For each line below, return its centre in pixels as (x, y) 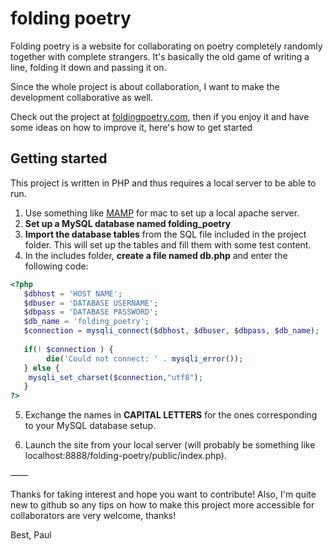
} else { (41, 368)
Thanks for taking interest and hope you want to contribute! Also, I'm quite (163, 494)
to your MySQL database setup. (90, 426)
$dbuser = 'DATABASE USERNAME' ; (91, 303)
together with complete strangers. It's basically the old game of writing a (160, 56)
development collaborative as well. (81, 97)
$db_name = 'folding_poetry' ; (86, 322)
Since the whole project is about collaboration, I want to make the (145, 86)
